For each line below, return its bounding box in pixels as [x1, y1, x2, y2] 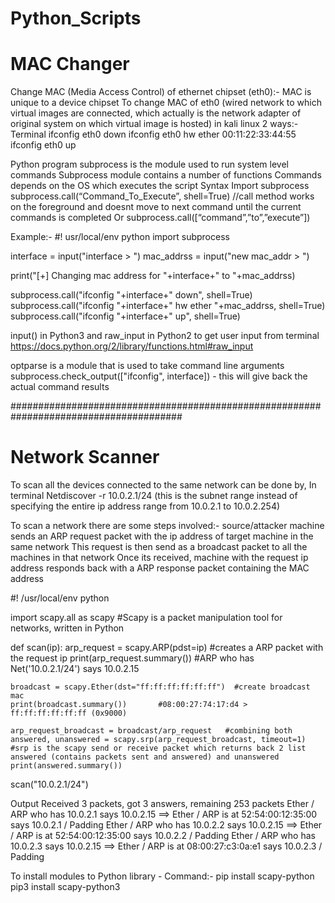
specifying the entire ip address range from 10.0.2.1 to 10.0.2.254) [10, 500, 281, 512]
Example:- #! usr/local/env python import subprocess [10, 231, 230, 243]
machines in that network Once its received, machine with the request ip [10, 552, 309, 564]
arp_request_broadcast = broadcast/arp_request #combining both [10, 726, 293, 736]
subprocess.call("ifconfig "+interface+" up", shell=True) [10, 310, 241, 322]
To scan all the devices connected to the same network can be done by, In [10, 479, 317, 491]
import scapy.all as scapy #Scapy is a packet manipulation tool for [10, 612, 283, 624]
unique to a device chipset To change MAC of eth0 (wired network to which [10, 97, 323, 109]
